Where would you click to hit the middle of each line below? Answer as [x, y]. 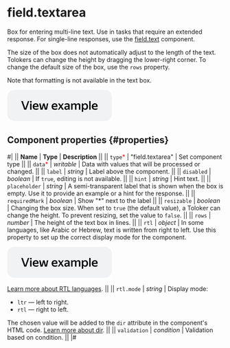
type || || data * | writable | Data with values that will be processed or [104, 164]
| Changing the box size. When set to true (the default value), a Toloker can [114, 208]
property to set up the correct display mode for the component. [97, 237]
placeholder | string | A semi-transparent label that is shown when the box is [115, 186]
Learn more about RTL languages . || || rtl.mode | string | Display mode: [107, 289]
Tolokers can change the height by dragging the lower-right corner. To [107, 59]
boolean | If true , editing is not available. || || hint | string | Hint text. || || [109, 178]
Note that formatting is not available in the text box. [80, 80]
